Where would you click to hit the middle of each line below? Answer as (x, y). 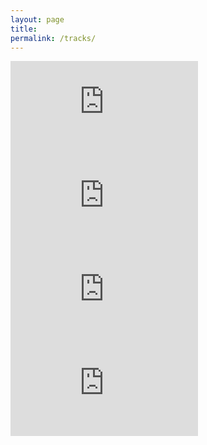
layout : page (37, 19)
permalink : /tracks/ (53, 38)
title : (24, 29)
